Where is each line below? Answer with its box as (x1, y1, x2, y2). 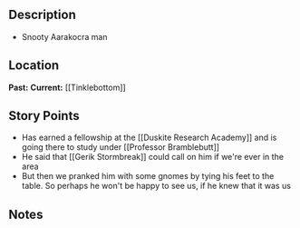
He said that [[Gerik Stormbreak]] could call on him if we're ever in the (21, 152, 285, 163)
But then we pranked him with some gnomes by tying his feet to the (21, 171, 275, 182)
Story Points (8, 108, 80, 124)
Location (8, 58, 60, 74)
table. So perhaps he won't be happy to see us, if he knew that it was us (21, 181, 292, 192)
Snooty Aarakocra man (21, 31, 108, 42)
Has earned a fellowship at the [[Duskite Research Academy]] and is (21, 132, 277, 144)
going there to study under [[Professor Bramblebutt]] (21, 142, 219, 153)
